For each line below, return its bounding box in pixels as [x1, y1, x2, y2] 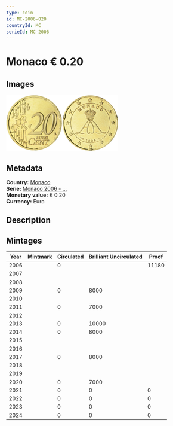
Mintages [6, 235, 42, 245]
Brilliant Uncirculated [88, 253, 143, 260]
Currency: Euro [6, 198, 45, 205]
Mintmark [27, 253, 52, 260]
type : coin [6, 10, 33, 16]
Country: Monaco [6, 179, 51, 186]
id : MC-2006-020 [6, 16, 47, 22]
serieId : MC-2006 [6, 29, 50, 35]
